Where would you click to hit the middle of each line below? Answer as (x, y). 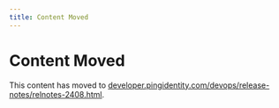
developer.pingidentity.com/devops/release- (189, 85)
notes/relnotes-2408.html (56, 94)
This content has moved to (58, 85)
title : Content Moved (49, 17)
